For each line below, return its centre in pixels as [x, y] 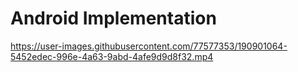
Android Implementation [113, 18]
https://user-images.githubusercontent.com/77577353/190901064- [149, 46]
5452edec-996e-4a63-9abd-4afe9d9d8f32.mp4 [112, 56]
